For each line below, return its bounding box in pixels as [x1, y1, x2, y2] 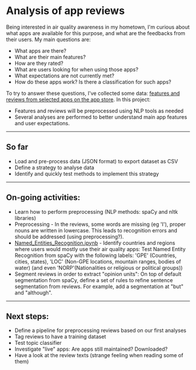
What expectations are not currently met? [14, 72, 115, 79]
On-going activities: [6, 193, 80, 203]
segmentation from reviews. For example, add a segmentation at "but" [14, 283, 184, 290]
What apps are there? [14, 47, 66, 54]
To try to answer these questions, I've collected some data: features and [6, 90, 180, 97]
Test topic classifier [14, 340, 62, 347]
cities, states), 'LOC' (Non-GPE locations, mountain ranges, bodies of [14, 258, 181, 265]
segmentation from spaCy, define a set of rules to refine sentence [14, 276, 173, 283]
